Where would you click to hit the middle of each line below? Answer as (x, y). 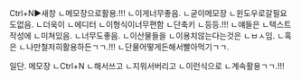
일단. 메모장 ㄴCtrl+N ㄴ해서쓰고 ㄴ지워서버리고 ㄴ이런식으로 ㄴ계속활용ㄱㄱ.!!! (147, 66)
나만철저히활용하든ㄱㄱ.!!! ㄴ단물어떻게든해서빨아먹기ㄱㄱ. (127, 47)
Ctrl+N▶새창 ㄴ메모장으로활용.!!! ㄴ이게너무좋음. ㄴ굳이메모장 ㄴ (123, 13)
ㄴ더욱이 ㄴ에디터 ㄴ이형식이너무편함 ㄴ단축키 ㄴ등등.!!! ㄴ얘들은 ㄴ (152, 24)
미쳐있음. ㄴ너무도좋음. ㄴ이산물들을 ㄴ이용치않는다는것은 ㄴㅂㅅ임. (158, 36)
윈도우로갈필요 (262, 13)
